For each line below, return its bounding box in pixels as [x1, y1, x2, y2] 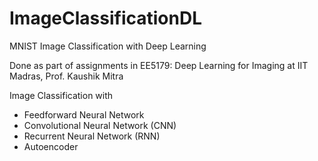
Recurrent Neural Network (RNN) [23, 130, 161, 142]
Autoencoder [23, 140, 79, 152]
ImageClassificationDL [9, 7, 203, 30]
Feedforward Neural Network [23, 108, 145, 121]
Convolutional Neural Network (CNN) [23, 119, 177, 131]
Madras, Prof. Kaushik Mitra [9, 70, 124, 82]
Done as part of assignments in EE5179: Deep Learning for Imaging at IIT [9, 59, 309, 71]
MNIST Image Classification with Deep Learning [9, 40, 207, 52]
